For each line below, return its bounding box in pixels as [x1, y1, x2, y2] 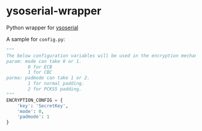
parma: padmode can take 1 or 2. [6, 75, 90, 81]
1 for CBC [28, 69, 52, 75]
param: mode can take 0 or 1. [6, 58, 82, 64]
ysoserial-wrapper [6, 4, 102, 18]
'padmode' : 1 [17, 114, 50, 120]
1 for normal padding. [28, 81, 85, 87]
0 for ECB [28, 64, 52, 70]
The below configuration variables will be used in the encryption [6, 53, 179, 59]
